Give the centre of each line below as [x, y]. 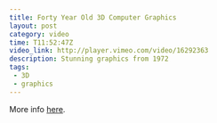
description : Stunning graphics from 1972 [89, 59]
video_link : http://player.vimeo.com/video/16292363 [109, 51]
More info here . [37, 109]
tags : [19, 68]
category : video [39, 34]
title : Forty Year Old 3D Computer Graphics [93, 17]
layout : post [33, 26]
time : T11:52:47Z [41, 42]
